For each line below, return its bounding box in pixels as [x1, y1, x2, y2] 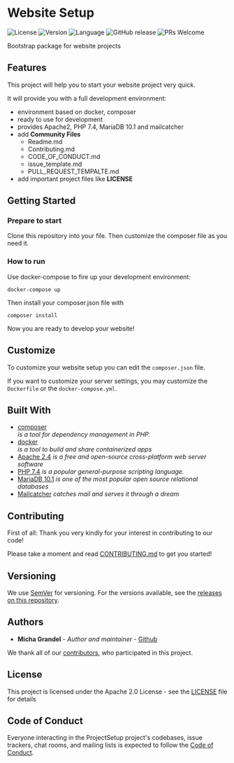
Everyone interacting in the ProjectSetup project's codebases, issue [7, 734, 203, 742]
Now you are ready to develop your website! [7, 324, 135, 332]
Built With [7, 404, 51, 416]
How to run [7, 257, 45, 267]
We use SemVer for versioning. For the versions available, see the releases [7, 588, 222, 596]
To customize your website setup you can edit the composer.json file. [7, 363, 205, 372]
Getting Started [7, 195, 76, 207]
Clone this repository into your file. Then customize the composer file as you [7, 232, 228, 240]
